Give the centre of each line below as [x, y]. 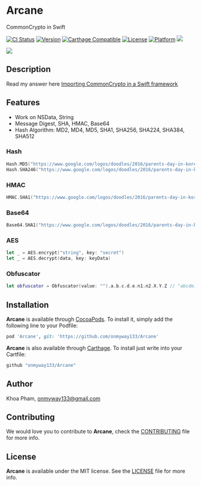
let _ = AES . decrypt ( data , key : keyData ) [59, 259]
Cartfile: [16, 354]
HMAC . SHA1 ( [20, 197]
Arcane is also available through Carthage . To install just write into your [94, 348]
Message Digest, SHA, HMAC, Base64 [62, 123]
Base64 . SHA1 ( [22, 225]
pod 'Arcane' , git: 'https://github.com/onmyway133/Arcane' [83, 336]
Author [19, 384]
